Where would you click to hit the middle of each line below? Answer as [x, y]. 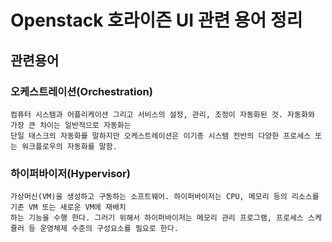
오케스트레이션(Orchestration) [81, 91]
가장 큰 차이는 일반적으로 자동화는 [71, 125]
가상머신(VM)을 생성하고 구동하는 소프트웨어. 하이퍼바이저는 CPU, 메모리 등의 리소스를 [165, 197]
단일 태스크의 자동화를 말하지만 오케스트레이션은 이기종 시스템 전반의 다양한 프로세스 [161, 136]
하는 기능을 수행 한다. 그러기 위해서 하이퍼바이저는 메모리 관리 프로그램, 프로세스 [157, 218]
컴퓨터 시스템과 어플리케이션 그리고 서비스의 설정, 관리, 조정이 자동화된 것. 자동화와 [162, 114]
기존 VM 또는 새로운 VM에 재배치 [68, 207]
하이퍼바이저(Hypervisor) [70, 173]
